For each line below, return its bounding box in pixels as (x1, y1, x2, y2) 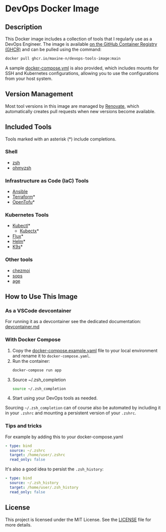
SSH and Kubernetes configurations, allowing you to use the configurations (5, 70, 159, 76)
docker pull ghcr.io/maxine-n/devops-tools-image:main (5, 56, 121, 61)
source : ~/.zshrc (9, 448, 46, 453)
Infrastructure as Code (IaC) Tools (5, 177, 89, 184)
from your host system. (5, 75, 53, 81)
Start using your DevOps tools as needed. (12, 395, 98, 401)
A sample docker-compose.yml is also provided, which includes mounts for (5, 65, 159, 71)
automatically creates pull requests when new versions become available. (5, 108, 156, 114)
